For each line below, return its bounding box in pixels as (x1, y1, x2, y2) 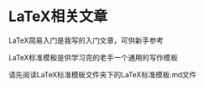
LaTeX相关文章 (8, 7, 108, 26)
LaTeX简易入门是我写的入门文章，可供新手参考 (8, 35, 164, 45)
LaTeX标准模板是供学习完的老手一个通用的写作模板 (8, 52, 178, 62)
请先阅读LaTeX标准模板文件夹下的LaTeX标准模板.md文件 (8, 69, 197, 79)
